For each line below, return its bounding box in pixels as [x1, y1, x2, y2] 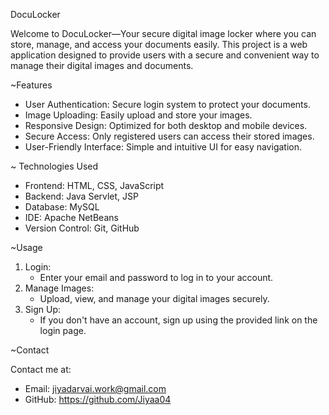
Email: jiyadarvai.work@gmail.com [24, 383, 167, 394]
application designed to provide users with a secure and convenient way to [10, 49, 320, 61]
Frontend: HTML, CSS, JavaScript [24, 180, 165, 191]
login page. [39, 325, 87, 336]
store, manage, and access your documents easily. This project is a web [10, 39, 308, 50]
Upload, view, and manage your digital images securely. [39, 293, 270, 304]
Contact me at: [10, 364, 72, 375]
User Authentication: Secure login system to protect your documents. [24, 99, 311, 110]
